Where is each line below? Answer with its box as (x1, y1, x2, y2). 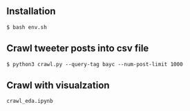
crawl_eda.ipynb (6, 98, 53, 105)
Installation (6, 6, 56, 17)
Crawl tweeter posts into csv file (6, 43, 149, 54)
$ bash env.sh (6, 23, 48, 30)
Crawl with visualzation (6, 79, 110, 92)
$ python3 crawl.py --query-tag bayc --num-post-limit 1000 (6, 61, 184, 68)
